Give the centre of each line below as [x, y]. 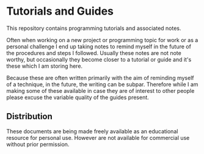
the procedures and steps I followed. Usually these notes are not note [94, 53]
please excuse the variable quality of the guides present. [78, 97]
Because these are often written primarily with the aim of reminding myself [100, 78]
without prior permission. [38, 144]
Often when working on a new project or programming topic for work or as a [102, 40]
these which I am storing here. [45, 66]
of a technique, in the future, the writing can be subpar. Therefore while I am [102, 84]
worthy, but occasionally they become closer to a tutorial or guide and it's [99, 59]
